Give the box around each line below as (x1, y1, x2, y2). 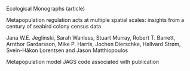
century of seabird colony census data (6, 23, 102, 30)
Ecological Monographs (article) (6, 5, 85, 12)
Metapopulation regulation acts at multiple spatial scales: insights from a (6, 17, 185, 23)
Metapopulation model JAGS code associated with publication (6, 59, 160, 65)
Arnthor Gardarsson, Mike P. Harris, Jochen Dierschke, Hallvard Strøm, (6, 41, 181, 47)
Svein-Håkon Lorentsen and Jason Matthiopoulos (6, 47, 128, 54)
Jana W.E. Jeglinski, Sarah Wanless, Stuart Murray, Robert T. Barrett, (6, 34, 176, 41)
